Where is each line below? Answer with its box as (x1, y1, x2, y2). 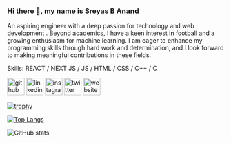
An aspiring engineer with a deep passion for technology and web (7, 22, 194, 30)
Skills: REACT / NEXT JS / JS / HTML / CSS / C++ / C (7, 65, 157, 73)
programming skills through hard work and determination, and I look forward (7, 44, 224, 52)
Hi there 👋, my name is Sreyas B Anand (7, 6, 139, 16)
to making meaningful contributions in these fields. (7, 51, 152, 59)
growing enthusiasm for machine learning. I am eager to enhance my (7, 36, 203, 45)
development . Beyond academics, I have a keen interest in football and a (7, 29, 215, 37)
